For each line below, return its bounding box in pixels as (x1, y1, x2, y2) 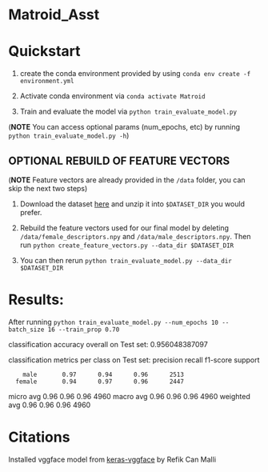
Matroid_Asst (8, 6, 100, 24)
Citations (8, 428, 70, 446)
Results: (8, 290, 64, 309)
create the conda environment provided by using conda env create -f (19, 69, 251, 78)
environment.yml (19, 78, 74, 86)
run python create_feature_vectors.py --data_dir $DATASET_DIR (19, 240, 234, 250)
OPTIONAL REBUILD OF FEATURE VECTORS (8, 154, 230, 167)
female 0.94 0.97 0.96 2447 (15, 378, 184, 386)
